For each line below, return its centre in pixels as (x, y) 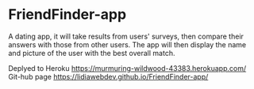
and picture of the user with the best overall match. (92, 53)
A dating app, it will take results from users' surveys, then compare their (126, 36)
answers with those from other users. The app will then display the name (127, 44)
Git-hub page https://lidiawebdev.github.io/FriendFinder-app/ (108, 76)
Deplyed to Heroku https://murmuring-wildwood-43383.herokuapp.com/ (127, 68)
